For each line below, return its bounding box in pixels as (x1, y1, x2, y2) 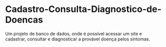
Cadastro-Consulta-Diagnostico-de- (5, 3, 162, 15)
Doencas (5, 14, 44, 25)
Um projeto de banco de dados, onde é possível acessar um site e (5, 30, 142, 36)
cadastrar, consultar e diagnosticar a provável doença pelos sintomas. (5, 36, 150, 42)
